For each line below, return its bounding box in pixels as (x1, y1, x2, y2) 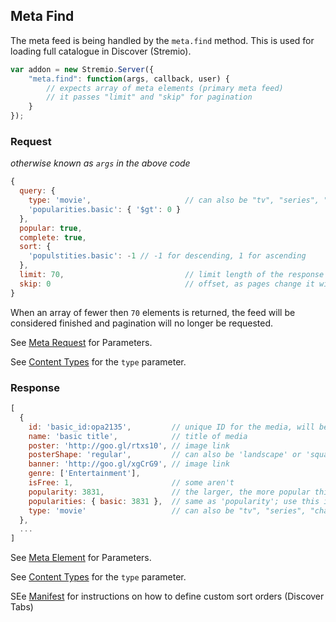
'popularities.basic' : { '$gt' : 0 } (28, 204, 182, 214)
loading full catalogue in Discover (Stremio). (10, 45, 192, 57)
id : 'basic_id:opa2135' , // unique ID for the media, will (28, 422, 315, 432)
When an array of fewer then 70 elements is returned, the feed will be (10, 306, 296, 318)
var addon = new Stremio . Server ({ (10, 64, 155, 74)
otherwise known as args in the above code (10, 157, 191, 169)
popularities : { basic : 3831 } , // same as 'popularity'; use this (28, 496, 320, 506)
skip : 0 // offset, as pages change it (19, 279, 315, 289)
